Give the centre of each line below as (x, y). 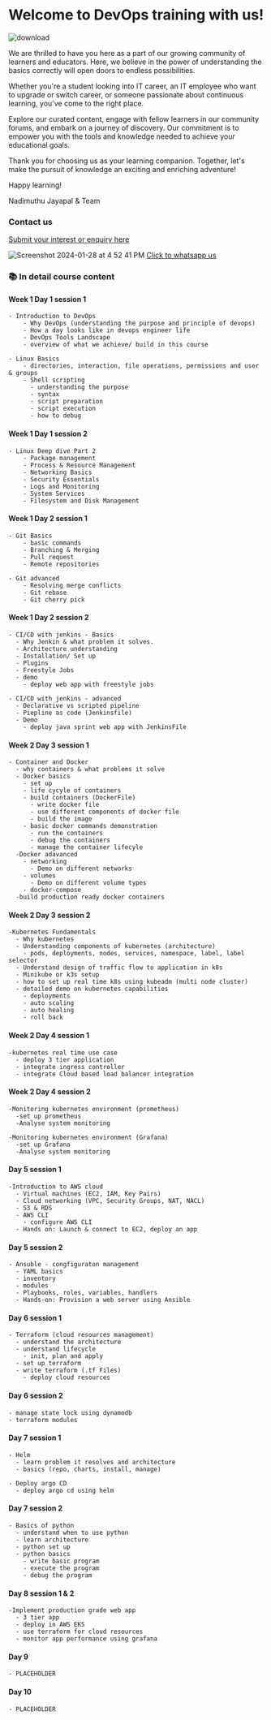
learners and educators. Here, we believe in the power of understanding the (135, 62)
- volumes (40, 876)
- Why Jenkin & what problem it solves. (85, 642)
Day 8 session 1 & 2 (41, 1593)
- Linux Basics (34, 359)
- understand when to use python (72, 1532)
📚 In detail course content (62, 277)
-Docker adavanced (47, 855)
